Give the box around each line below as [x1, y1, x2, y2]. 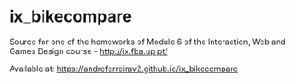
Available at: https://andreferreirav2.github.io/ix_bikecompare [9, 63, 238, 74]
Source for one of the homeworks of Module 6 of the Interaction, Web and [9, 36, 287, 47]
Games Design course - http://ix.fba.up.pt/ [9, 45, 168, 56]
